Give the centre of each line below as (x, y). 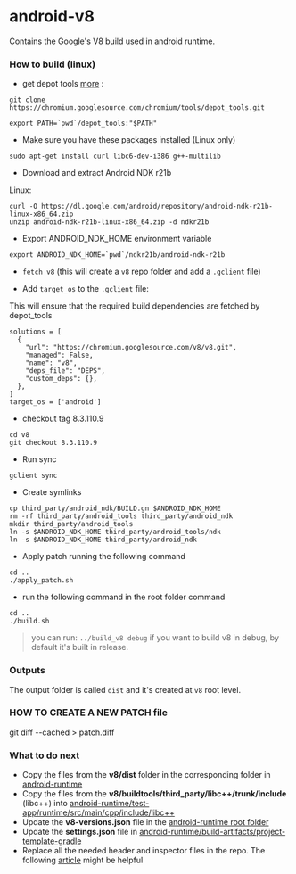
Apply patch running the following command (103, 557)
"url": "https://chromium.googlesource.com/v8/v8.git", (132, 348)
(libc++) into (45, 804)
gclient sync (33, 476)
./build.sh (29, 622)
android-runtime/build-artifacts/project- (213, 832)
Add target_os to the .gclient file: (86, 289)
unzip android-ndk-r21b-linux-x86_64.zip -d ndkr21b (109, 222)
